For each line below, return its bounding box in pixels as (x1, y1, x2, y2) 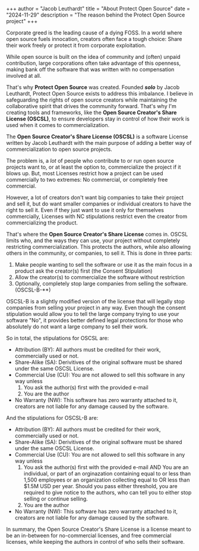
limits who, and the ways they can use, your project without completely (6, 237, 180, 244)
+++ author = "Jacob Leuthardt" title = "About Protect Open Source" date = (6, 5, 190, 12)
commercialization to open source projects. (6, 145, 113, 153)
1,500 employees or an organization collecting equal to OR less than (23, 476, 190, 483)
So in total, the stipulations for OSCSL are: (6, 335, 109, 341)
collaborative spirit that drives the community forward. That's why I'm (6, 103, 176, 109)
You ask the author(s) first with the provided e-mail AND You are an (23, 464, 189, 471)
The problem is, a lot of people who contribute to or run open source (6, 157, 174, 164)
